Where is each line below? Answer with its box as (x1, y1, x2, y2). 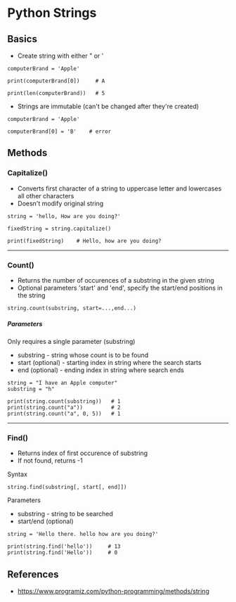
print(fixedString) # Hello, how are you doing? (7, 237, 162, 244)
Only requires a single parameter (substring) (7, 337, 136, 345)
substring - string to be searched (17, 510, 114, 518)
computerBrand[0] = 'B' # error (7, 128, 112, 135)
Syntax (7, 470, 28, 479)
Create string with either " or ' (17, 51, 104, 60)
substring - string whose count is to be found (17, 350, 149, 359)
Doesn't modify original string (17, 199, 104, 207)
